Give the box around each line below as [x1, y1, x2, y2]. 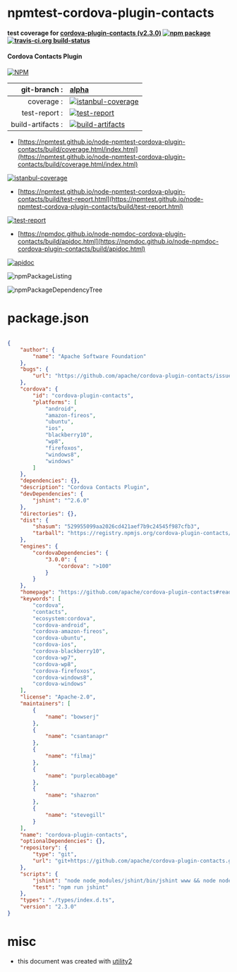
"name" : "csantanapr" [44, 733, 109, 740]
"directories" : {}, [20, 510, 78, 517]
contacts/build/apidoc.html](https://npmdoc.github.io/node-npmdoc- [17, 237, 219, 245]
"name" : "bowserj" [44, 713, 99, 720]
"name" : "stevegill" [44, 811, 106, 818]
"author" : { [20, 346, 55, 353]
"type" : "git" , [32, 851, 78, 858]
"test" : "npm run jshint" [32, 883, 109, 891]
